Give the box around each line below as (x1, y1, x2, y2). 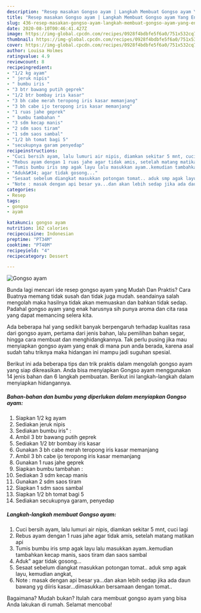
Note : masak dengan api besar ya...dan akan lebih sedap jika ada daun (15, 577, 191, 584)
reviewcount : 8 (7, 59, 45, 65)
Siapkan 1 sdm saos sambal (15, 484, 84, 492)
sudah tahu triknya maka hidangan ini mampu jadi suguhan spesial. (7, 349, 172, 356)
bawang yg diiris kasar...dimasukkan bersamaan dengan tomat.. (15, 583, 172, 590)
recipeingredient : (7, 64, 52, 71)
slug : (7, 20, 20, 26)
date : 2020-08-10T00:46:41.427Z (7, 25, 87, 32)
